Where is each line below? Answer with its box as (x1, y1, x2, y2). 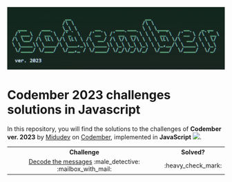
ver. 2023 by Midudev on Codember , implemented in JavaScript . (7, 132, 202, 141)
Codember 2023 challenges (7, 87, 171, 103)
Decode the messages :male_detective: (28, 158, 140, 166)
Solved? (181, 148, 205, 156)
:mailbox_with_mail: (57, 165, 112, 173)
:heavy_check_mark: (164, 161, 222, 170)
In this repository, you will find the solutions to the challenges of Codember (7, 124, 222, 133)
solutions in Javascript (7, 101, 141, 117)
